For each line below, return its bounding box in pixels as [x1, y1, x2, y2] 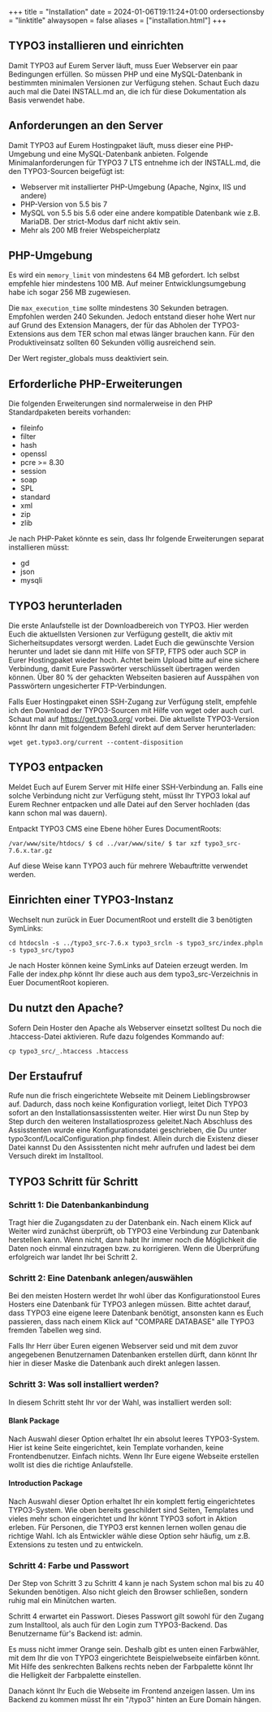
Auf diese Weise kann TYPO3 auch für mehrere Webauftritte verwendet [8, 861, 248, 871]
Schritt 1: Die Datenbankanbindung [8, 1199, 149, 1210]
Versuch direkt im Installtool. [8, 1151, 104, 1161]
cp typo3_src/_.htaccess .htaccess [8, 1047, 129, 1055]
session [19, 467, 47, 476]
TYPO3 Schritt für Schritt [8, 1175, 139, 1188]
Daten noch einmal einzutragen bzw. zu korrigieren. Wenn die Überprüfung [8, 1244, 260, 1253]
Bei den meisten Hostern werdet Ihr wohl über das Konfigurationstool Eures [8, 1291, 261, 1301]
